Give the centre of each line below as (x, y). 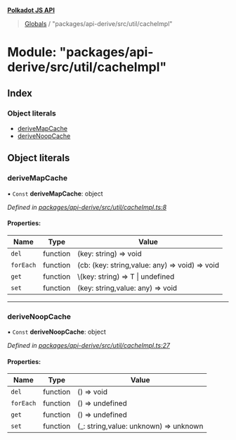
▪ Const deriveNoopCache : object (57, 332)
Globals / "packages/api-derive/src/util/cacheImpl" (98, 24)
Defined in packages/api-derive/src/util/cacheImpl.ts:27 (89, 346)
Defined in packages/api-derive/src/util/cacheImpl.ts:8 (87, 207)
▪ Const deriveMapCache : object (55, 194)
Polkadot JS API (31, 10)
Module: (32, 52)
